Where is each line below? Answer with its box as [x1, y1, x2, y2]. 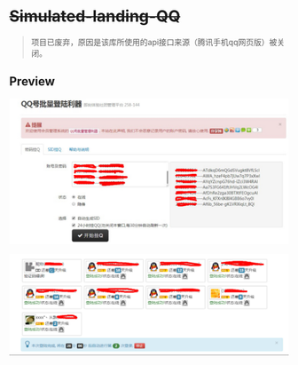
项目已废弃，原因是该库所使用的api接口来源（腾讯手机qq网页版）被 [30, 36, 278, 47]
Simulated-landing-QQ [9, 6, 181, 27]
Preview [9, 74, 56, 90]
